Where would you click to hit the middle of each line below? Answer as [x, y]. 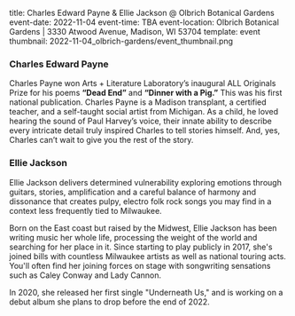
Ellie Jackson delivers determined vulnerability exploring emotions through [145, 182]
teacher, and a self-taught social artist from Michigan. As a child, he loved [144, 112]
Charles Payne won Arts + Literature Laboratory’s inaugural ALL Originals [143, 83]
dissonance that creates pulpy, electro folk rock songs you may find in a [140, 201]
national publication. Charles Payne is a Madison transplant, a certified [138, 102]
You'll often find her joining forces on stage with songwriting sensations [140, 265]
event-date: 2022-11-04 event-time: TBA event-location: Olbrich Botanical [144, 22]
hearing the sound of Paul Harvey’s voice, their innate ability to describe [140, 121]
